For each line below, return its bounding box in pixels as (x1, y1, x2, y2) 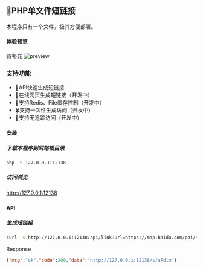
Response (6, 245, 31, 253)
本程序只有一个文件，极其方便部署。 (6, 23, 97, 30)
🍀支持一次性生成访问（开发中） (14, 106, 94, 114)
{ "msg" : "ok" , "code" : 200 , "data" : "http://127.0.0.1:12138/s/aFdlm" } (6, 257, 177, 263)
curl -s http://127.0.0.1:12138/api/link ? (6, 235, 115, 241)
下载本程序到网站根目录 (6, 144, 65, 151)
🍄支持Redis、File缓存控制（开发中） (14, 99, 105, 106)
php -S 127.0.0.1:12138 (6, 160, 66, 166)
